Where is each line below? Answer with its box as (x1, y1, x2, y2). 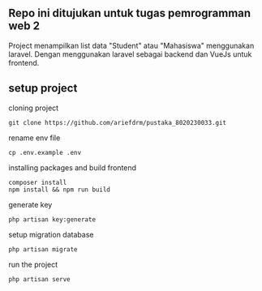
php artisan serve (8, 275, 71, 283)
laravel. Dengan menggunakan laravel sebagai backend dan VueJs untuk (8, 49, 252, 59)
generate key (8, 199, 53, 209)
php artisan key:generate (8, 215, 96, 224)
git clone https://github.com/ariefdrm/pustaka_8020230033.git (8, 118, 227, 126)
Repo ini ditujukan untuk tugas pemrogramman (8, 6, 251, 20)
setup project (8, 81, 78, 96)
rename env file (8, 133, 61, 143)
